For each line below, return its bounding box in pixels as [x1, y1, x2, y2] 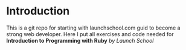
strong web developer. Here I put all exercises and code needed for [6, 30, 174, 37]
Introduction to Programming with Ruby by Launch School [6, 37, 154, 44]
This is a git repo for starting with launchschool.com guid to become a [6, 24, 181, 31]
